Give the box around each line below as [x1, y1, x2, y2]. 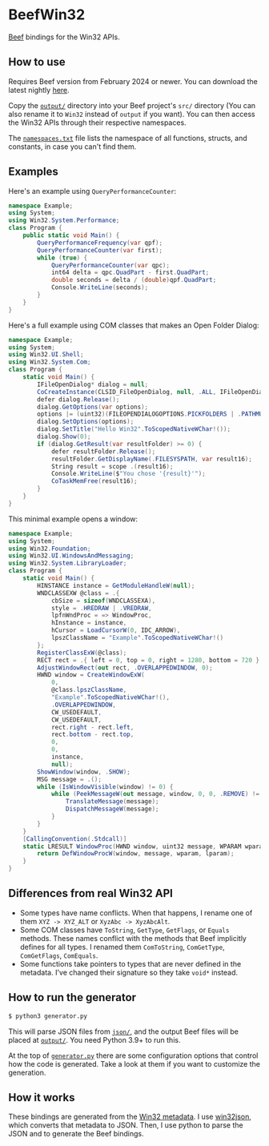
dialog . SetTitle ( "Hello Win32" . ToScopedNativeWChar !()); [37, 425, 231, 433]
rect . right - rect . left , [50, 723, 134, 731]
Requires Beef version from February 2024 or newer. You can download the [8, 76, 258, 86]
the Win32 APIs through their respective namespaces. [8, 118, 187, 127]
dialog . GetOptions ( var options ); [37, 403, 149, 411]
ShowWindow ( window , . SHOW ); [37, 767, 130, 776]
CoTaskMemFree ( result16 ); [50, 477, 138, 485]
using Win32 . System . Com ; [8, 358, 91, 366]
